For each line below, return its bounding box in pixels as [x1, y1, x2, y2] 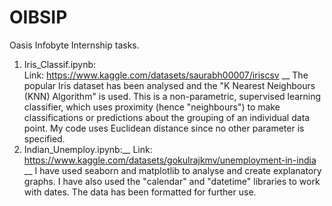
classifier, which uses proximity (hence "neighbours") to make [23, 101, 281, 113]
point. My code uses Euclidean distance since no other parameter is [23, 122, 305, 134]
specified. [23, 132, 66, 145]
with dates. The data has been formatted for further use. [23, 186, 257, 198]
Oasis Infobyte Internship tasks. [9, 39, 140, 51]
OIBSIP [9, 6, 68, 29]
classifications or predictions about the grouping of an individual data [23, 111, 311, 123]
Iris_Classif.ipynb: [23, 58, 97, 70]
